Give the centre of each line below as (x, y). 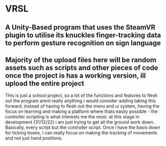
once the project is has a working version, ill (75, 76)
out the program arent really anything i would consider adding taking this (80, 101)
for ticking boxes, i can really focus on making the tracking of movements (81, 133)
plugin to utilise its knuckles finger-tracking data (83, 35)
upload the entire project (45, 83)
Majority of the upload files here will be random (81, 60)
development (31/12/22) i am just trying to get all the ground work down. (80, 122)
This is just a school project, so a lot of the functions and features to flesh (81, 95)
